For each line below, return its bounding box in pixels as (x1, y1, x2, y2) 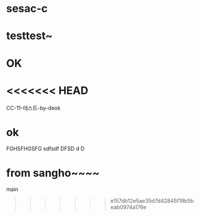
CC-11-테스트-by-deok (6, 104, 61, 112)
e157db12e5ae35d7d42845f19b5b (110, 198, 194, 205)
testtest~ (6, 29, 53, 43)
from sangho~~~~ (6, 166, 100, 180)
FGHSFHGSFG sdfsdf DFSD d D (6, 145, 85, 152)
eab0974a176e (110, 203, 147, 211)
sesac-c (6, 2, 48, 16)
